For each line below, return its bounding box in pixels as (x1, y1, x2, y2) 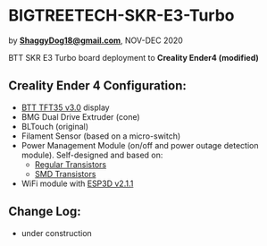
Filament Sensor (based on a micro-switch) (21, 131, 181, 141)
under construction (21, 227, 93, 238)
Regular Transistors (34, 158, 107, 170)
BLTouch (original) (21, 121, 89, 131)
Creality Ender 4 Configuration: (8, 78, 187, 94)
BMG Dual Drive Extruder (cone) (21, 111, 140, 122)
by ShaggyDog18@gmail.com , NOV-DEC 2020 (8, 35, 184, 46)
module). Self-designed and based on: (21, 149, 163, 160)
